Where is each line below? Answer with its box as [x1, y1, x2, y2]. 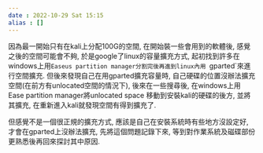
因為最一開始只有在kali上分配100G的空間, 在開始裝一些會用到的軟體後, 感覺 [8, 41, 251, 51]
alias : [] [8, 19, 44, 27]
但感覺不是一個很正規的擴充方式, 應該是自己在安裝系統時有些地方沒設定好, [8, 117, 250, 126]
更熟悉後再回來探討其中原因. [8, 137, 101, 146]
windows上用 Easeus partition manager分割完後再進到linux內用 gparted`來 [8, 60, 244, 71]
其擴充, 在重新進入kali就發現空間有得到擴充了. [8, 100, 157, 110]
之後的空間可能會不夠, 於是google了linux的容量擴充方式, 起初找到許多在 [8, 51, 240, 60]
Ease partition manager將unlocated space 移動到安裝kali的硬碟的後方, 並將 [8, 90, 251, 100]
